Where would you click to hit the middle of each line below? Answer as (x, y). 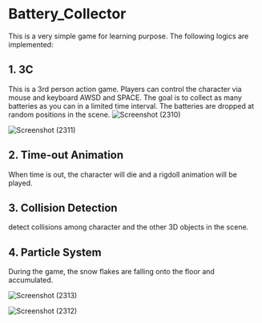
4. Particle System (55, 252)
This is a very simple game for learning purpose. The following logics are (129, 36)
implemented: (31, 44)
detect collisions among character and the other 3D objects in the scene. (129, 227)
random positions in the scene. (59, 114)
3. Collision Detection (63, 207)
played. (20, 183)
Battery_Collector (67, 14)
